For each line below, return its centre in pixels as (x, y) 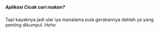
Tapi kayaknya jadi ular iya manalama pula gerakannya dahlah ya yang (79, 19)
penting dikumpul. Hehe (31, 24)
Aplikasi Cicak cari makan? (35, 7)
